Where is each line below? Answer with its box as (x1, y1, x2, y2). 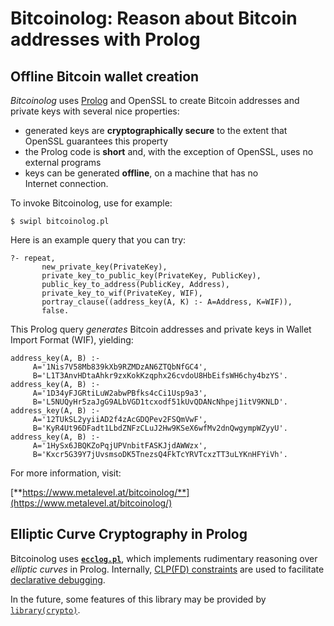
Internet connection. (24, 178, 109, 189)
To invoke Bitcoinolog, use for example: (10, 197, 173, 209)
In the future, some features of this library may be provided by (10, 593, 267, 605)
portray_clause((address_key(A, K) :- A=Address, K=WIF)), (41, 297, 293, 307)
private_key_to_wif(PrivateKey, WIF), (41, 288, 203, 298)
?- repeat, (10, 253, 56, 263)
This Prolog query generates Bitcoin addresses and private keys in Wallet (10, 323, 312, 335)
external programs (24, 157, 102, 168)
